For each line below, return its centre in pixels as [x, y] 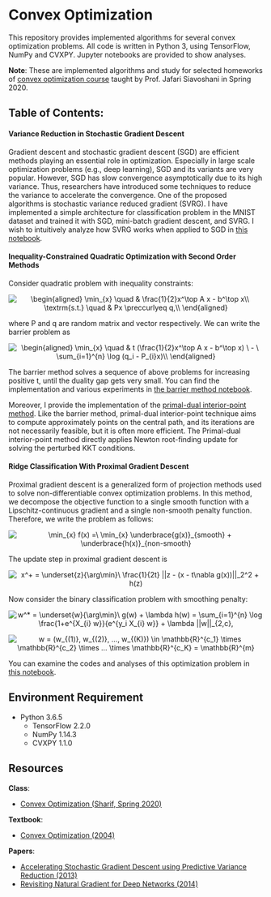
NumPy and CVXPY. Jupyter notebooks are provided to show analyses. [127, 54]
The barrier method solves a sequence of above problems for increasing [129, 371]
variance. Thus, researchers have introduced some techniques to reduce [130, 186]
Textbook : [25, 819]
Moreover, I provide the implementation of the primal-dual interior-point [127, 405]
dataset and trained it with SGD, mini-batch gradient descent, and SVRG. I [131, 221]
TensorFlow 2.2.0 [61, 725]
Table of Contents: [56, 113]
